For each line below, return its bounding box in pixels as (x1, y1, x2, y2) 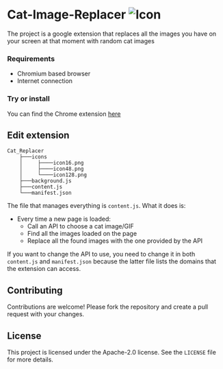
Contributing (7, 285, 63, 296)
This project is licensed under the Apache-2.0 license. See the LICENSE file (7, 348, 217, 356)
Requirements (7, 53, 55, 63)
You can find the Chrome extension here (7, 110, 121, 118)
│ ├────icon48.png (19, 165, 84, 173)
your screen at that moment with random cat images (7, 36, 155, 45)
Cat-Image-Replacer (7, 7, 127, 23)
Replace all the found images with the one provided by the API (27, 237, 203, 245)
